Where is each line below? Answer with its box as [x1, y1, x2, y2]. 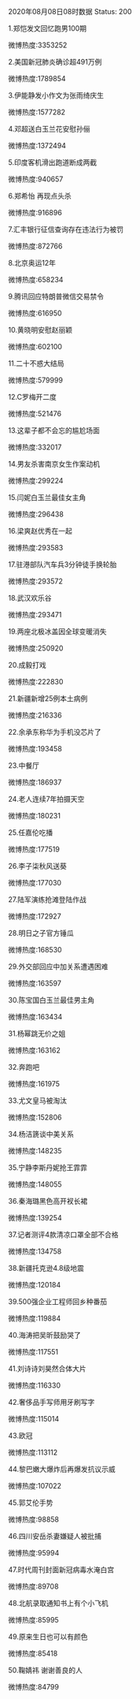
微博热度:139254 [8, 1213, 62, 1222]
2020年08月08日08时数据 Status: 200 [8, 7, 132, 16]
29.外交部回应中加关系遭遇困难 [8, 962, 109, 971]
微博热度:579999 [8, 375, 63, 385]
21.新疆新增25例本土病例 [8, 694, 88, 703]
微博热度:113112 [8, 1448, 57, 1457]
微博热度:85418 [8, 1649, 58, 1658]
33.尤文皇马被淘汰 [8, 1096, 68, 1105]
